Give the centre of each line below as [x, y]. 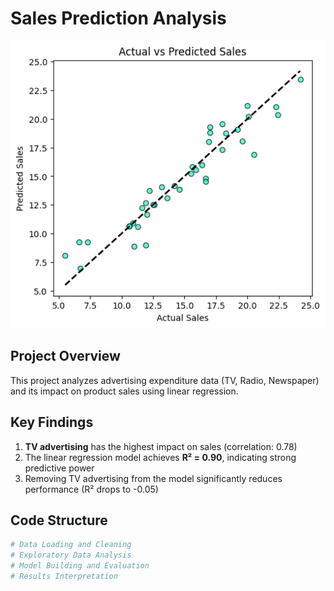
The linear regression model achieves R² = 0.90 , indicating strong [160, 457]
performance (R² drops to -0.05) [91, 489]
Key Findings [52, 422]
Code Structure [59, 520]
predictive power [59, 468]
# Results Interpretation [64, 576]
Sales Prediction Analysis [118, 18]
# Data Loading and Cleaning [71, 545]
